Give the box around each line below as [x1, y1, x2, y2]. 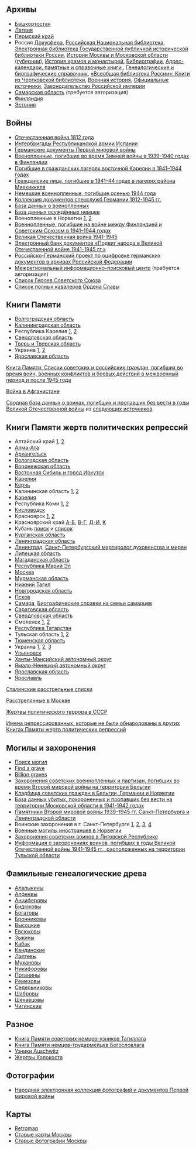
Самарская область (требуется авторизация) [14, 88, 129, 95]
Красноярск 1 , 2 [14, 512, 55, 520]
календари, [14, 64, 44, 71]
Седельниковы [14, 984, 53, 991]
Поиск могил [14, 758, 48, 766]
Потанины [14, 971, 40, 978]
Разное [6, 1019, 34, 1029]
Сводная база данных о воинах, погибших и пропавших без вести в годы [6, 399, 190, 406]
